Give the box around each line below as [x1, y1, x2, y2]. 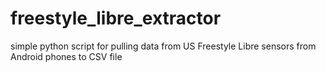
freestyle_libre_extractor [10, 7, 222, 30]
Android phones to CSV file [10, 50, 123, 62]
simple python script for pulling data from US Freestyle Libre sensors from [10, 40, 317, 52]
